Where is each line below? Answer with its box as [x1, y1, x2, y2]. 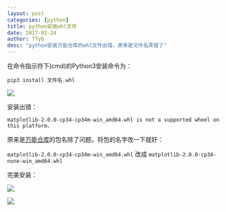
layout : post [7, 10, 45, 17]
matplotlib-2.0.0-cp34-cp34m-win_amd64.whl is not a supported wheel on [7, 116, 220, 123]
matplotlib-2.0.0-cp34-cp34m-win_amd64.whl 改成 [7, 150, 148, 158]
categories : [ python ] [7, 17, 69, 23]
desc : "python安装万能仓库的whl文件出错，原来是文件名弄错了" [7, 42, 167, 49]
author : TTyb [7, 36, 45, 43]
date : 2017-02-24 [7, 29, 57, 36]
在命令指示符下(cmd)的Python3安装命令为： [7, 62, 133, 70]
